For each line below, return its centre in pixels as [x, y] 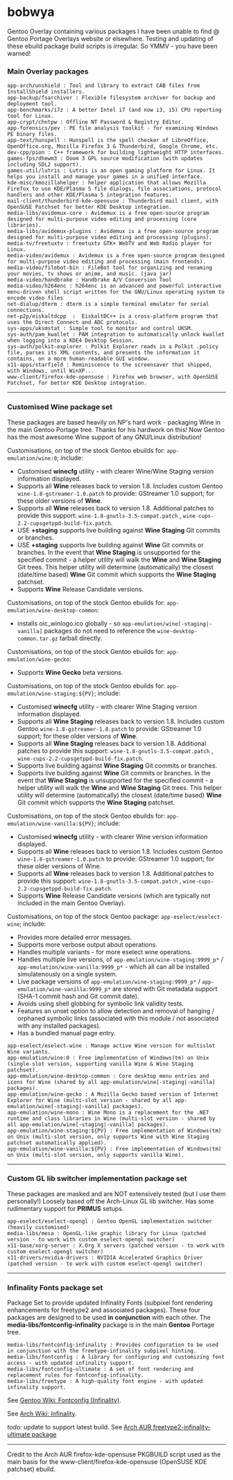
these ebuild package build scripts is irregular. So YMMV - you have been [112, 46]
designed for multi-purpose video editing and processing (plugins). [110, 238]
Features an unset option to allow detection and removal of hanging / [116, 1010]
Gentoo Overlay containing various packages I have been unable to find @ [113, 31]
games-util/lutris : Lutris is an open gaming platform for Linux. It [111, 171]
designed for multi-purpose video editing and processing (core [102, 219]
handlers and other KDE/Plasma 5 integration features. [89, 195]
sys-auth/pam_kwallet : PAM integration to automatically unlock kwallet [116, 335]
